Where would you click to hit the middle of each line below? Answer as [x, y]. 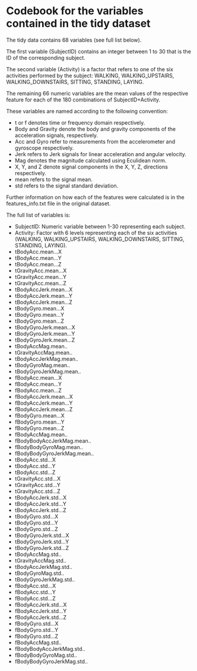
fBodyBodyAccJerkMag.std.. [50, 648]
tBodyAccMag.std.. [38, 554]
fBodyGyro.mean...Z [39, 428]
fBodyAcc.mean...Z [38, 390]
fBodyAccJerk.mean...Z [44, 409]
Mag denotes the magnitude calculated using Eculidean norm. [90, 160]
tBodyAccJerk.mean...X [44, 290]
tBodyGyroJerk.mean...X [45, 327]
